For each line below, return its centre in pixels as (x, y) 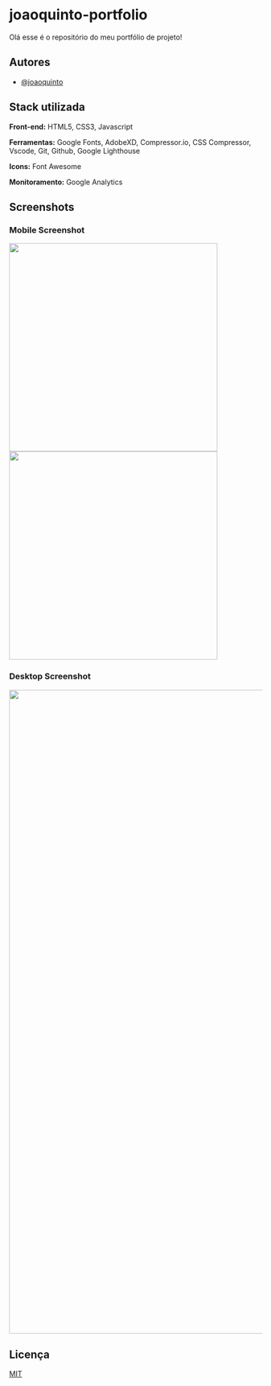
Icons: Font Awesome (45, 166)
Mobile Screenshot (47, 229)
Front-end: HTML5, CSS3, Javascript (71, 126)
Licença (30, 1354)
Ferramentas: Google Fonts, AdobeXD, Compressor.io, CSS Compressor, (130, 142)
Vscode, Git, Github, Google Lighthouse (74, 151)
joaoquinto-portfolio (78, 15)
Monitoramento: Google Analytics (66, 182)
